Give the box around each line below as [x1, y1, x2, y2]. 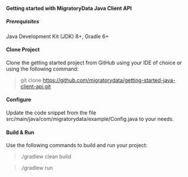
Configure [6, 96, 32, 103]
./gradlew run [20, 164, 53, 172]
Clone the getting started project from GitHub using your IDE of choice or [6, 59, 182, 66]
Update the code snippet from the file [6, 109, 96, 116]
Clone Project [6, 46, 40, 53]
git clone [20, 77, 42, 84]
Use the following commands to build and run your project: [6, 142, 148, 149]
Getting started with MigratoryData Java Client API [6, 5, 132, 12]
